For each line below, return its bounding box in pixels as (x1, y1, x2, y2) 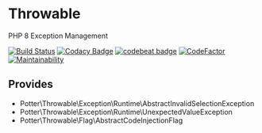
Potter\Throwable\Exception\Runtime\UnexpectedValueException (19, 107, 233, 116)
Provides (8, 78, 53, 91)
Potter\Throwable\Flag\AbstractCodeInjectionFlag (19, 116, 183, 125)
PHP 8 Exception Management (8, 31, 109, 40)
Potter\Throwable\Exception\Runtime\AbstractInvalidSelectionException (19, 98, 255, 108)
